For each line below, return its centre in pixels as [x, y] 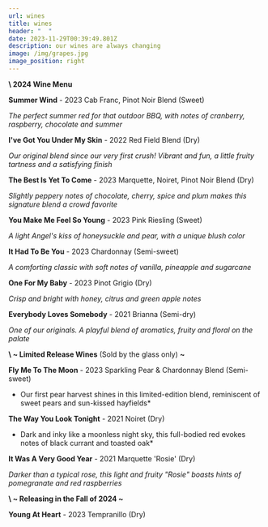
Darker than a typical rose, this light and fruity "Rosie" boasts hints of [125, 474]
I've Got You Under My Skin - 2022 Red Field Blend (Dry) [104, 139]
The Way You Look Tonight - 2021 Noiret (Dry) [87, 418]
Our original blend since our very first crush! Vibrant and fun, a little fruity [132, 156]
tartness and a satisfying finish [60, 164]
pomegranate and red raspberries [65, 482]
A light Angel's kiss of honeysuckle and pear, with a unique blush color [127, 235]
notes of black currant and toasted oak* [87, 443]
